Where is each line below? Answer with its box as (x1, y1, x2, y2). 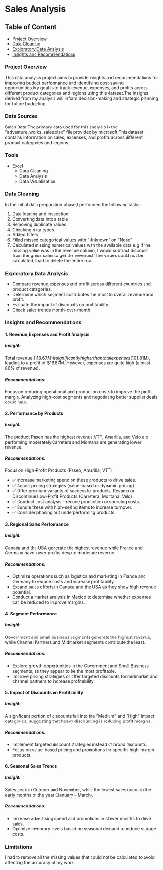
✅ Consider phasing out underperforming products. (12, 509, 116, 516)
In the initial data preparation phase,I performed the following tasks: (5, 202, 141, 208)
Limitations (5, 843, 33, 850)
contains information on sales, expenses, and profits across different (5, 134, 143, 140)
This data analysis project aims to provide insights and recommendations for (5, 75, 158, 81)
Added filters (12, 232, 38, 238)
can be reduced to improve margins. (12, 599, 85, 605)
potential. (12, 589, 31, 594)
